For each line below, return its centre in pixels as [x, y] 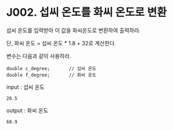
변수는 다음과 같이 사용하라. [39, 56]
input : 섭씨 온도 [25, 87]
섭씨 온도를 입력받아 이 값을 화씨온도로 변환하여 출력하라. [73, 30]
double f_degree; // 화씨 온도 [52, 75]
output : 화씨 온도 [27, 110]
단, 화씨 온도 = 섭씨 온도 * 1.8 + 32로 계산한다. [61, 43]
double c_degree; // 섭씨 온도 [52, 68]
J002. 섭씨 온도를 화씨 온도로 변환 [86, 12]
